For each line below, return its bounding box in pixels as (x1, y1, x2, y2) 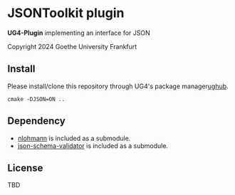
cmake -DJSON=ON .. (7, 95, 66, 102)
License (7, 162, 43, 174)
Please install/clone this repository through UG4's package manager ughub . (7, 82, 229, 90)
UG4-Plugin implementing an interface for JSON (7, 28, 151, 37)
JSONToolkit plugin (7, 5, 125, 21)
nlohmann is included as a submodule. (17, 134, 131, 142)
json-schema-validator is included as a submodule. (17, 141, 169, 150)
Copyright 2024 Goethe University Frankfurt (7, 42, 137, 51)
